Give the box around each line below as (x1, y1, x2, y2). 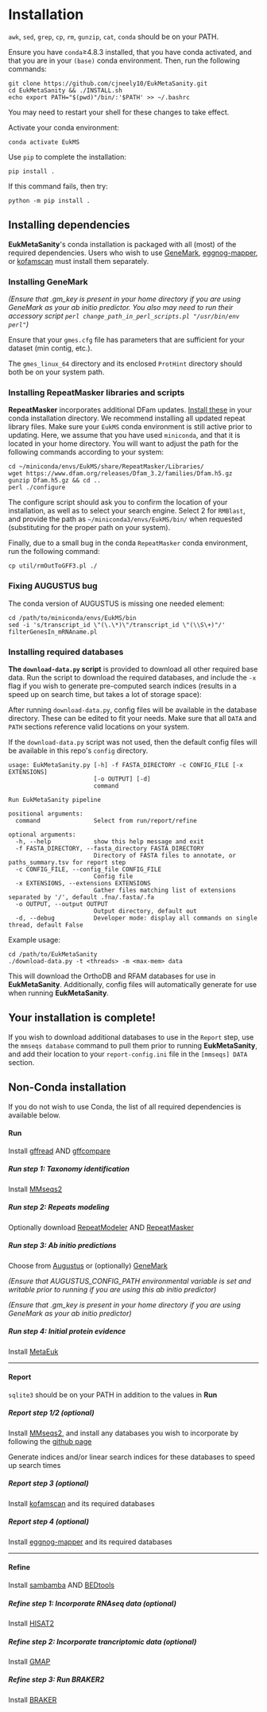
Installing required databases (8, 646, 124, 657)
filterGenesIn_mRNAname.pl (8, 628, 98, 636)
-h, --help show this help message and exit (15, 837, 204, 846)
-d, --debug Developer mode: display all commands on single (15, 914, 258, 922)
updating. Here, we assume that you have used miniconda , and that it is (8, 431, 241, 440)
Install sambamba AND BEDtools (8, 1580, 115, 1590)
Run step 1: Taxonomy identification (8, 1164, 130, 1174)
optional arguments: (8, 831, 77, 839)
